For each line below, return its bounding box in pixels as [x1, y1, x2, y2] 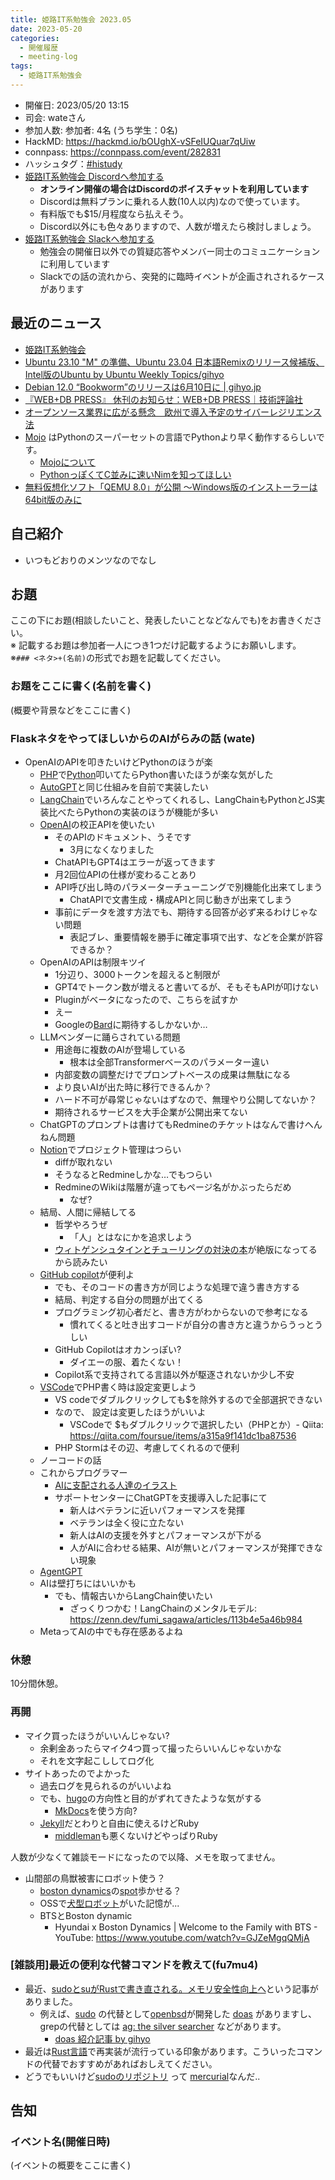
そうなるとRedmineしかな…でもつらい [54, 1168, 213, 1180]
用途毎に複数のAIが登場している [54, 1043, 187, 1055]
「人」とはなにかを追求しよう [69, 1231, 193, 1243]
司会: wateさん [24, 111, 86, 123]
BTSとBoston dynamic [39, 1909, 133, 1921]
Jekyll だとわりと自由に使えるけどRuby [39, 1817, 200, 1829]
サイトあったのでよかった [24, 1767, 131, 1779]
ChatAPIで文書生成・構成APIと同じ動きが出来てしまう [69, 893, 293, 905]
